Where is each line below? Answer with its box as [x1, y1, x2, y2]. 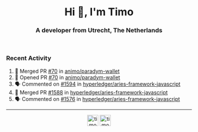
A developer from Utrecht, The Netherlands [35, 26, 163, 35]
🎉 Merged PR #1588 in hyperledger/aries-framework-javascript [14, 89, 168, 96]
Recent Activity [6, 54, 52, 62]
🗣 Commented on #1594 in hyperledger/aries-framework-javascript [14, 80, 181, 87]
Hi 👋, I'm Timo [64, 5, 134, 19]
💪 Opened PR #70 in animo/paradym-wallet [14, 73, 121, 81]
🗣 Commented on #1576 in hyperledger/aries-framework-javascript [14, 95, 180, 102]
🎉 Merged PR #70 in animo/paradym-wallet [14, 67, 120, 75]
